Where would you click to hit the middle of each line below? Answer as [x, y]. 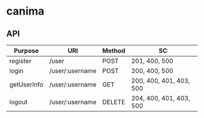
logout [19, 102]
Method [114, 51]
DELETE [114, 102]
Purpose [26, 51]
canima [25, 11]
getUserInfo [26, 85]
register [20, 61]
